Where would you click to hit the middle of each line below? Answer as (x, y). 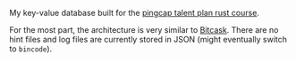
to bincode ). (31, 49)
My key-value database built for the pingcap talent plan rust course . (134, 13)
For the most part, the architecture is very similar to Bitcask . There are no (144, 30)
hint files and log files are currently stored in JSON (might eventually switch (148, 39)
